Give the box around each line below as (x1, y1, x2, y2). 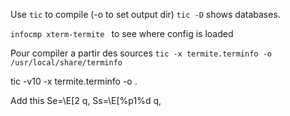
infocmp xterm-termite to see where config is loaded (10, 28, 234, 39)
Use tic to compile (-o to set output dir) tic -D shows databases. (10, 9, 281, 20)
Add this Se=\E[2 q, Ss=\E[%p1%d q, (10, 95, 162, 106)
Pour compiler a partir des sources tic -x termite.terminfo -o (10, 47, 272, 59)
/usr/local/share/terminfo (10, 58, 123, 68)
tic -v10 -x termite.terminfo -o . (10, 75, 138, 87)
